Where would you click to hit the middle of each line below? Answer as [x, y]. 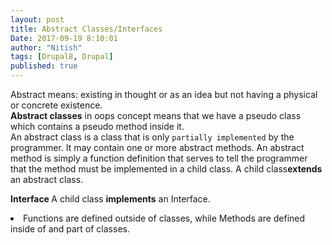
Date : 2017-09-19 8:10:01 [64, 38]
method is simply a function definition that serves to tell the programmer [159, 158]
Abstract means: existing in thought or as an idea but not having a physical [164, 94]
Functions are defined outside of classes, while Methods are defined [164, 218]
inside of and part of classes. [70, 229]
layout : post [37, 19]
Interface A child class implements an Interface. [110, 199]
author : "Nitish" [46, 47]
